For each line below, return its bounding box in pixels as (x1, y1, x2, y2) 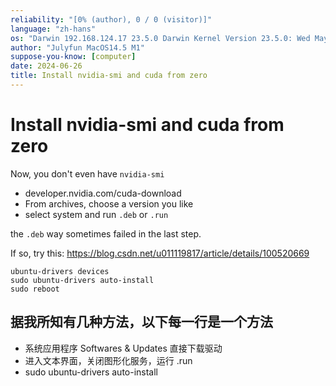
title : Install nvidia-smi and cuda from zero (10, 71, 208, 81)
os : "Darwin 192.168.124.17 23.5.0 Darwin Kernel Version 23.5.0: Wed (10, 33, 311, 43)
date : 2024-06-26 (10, 61, 83, 71)
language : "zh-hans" (10, 24, 97, 34)
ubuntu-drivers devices (10, 266, 110, 276)
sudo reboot (10, 284, 60, 294)
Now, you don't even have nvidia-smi (10, 167, 165, 180)
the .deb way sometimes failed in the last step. (10, 227, 202, 240)
